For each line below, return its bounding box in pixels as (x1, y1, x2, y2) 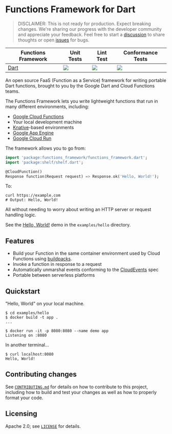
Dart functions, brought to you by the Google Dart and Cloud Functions (5, 82, 155, 89)
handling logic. (5, 212, 37, 218)
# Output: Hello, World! (5, 197, 58, 203)
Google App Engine (12, 130, 54, 136)
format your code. (5, 395, 44, 401)
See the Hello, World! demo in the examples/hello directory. (5, 222, 131, 228)
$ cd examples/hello (5, 311, 50, 316)
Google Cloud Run (12, 135, 52, 141)
